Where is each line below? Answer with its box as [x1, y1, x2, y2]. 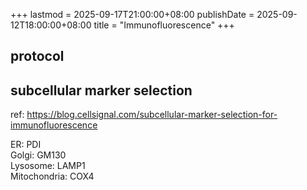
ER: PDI [10, 139, 42, 151]
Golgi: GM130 [10, 149, 67, 161]
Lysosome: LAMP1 [10, 160, 86, 172]
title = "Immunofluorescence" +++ [93, 19, 235, 31]
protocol [10, 48, 65, 65]
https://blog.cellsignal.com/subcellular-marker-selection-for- [26, 109, 278, 121]
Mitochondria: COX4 [10, 170, 95, 183]
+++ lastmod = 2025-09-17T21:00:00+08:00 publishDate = [10, 9, 255, 20]
